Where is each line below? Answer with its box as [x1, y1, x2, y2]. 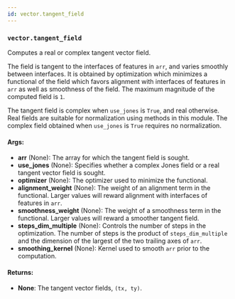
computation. [17, 252, 57, 261]
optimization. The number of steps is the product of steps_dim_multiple [17, 229, 228, 238]
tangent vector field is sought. [17, 169, 106, 177]
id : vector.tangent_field [7, 10, 84, 18]
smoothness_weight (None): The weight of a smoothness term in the [17, 206, 222, 215]
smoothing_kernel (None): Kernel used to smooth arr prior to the [17, 244, 210, 253]
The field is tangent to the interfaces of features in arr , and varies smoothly [7, 62, 229, 70]
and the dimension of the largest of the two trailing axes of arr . [17, 236, 202, 246]
